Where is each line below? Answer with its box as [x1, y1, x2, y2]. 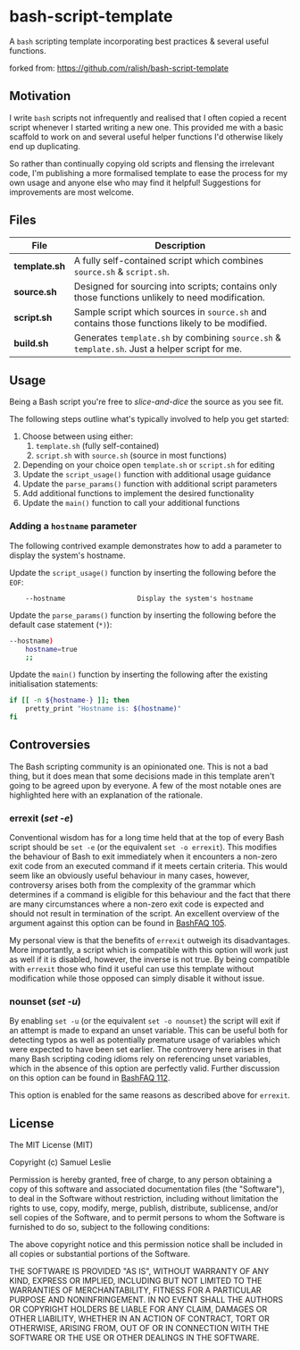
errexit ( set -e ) [9, 812, 74, 824]
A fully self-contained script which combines [74, 254, 263, 266]
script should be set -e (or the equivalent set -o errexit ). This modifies [9, 842, 278, 853]
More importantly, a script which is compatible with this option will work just [9, 945, 288, 956]
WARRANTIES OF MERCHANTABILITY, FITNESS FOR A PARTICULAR [9, 1285, 262, 1295]
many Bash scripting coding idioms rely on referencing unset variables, [9, 1053, 271, 1065]
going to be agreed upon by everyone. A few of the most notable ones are [9, 780, 282, 790]
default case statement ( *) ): [9, 619, 112, 629]
